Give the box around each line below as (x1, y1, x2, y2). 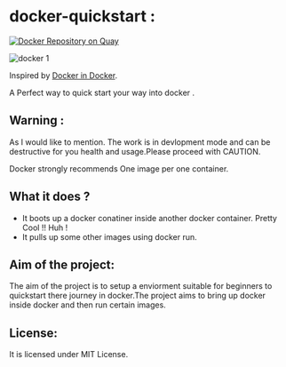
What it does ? (9, 189, 91, 204)
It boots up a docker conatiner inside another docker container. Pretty (21, 212, 278, 223)
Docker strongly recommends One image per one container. (9, 163, 229, 174)
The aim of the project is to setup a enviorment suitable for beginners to (9, 281, 273, 291)
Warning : (9, 113, 65, 128)
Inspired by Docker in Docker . (9, 69, 118, 81)
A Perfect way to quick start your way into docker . (9, 87, 195, 98)
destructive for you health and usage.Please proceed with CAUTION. (9, 146, 261, 156)
